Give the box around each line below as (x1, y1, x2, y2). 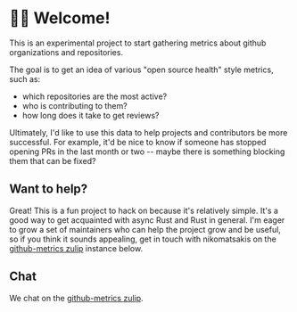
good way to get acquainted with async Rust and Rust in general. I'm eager (9, 214, 285, 226)
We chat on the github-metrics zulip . (9, 292, 144, 303)
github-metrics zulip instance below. (9, 242, 144, 253)
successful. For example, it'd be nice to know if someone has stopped (9, 136, 267, 147)
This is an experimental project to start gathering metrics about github (9, 37, 267, 48)
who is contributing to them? (21, 100, 128, 111)
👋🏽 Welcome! (9, 8, 111, 29)
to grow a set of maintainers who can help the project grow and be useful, (9, 224, 281, 234)
